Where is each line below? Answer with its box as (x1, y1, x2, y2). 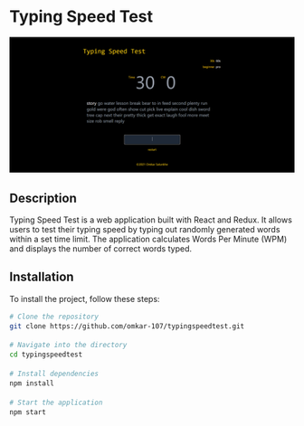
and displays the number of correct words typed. (9, 242, 193, 254)
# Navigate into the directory (9, 341, 128, 350)
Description (9, 190, 77, 205)
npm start (9, 407, 47, 417)
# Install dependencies (9, 369, 100, 378)
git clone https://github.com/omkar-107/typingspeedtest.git (9, 321, 245, 331)
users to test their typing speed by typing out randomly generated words (9, 223, 280, 234)
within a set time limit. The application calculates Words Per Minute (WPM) (9, 233, 288, 244)
